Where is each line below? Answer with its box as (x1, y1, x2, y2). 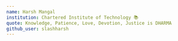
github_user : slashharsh (6, 25, 69, 32)
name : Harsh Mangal (6, 8, 56, 15)
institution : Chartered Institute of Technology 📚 (6, 14, 139, 20)
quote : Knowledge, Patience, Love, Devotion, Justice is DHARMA (6, 20, 172, 26)
